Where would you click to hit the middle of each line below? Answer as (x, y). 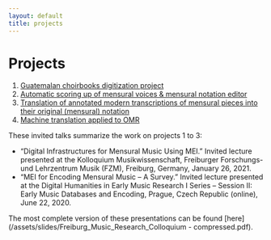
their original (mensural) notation (74, 112)
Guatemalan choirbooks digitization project (92, 86)
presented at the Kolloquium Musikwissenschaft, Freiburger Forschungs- (142, 160)
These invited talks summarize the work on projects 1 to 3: (105, 136)
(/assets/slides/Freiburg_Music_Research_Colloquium (97, 227)
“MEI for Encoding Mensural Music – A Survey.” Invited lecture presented (142, 177)
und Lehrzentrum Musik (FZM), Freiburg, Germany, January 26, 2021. (136, 168)
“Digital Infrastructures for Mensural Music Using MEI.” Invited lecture (136, 151)
